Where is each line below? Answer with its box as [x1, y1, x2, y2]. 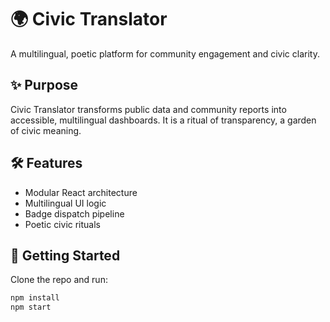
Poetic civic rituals [24, 218, 102, 230]
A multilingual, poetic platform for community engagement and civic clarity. [10, 47, 320, 60]
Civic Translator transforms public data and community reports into [10, 103, 287, 115]
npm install [10, 293, 60, 303]
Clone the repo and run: [10, 274, 108, 286]
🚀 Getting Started [10, 247, 121, 264]
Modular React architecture [24, 186, 138, 198]
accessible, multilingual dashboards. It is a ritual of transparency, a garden [10, 114, 317, 126]
